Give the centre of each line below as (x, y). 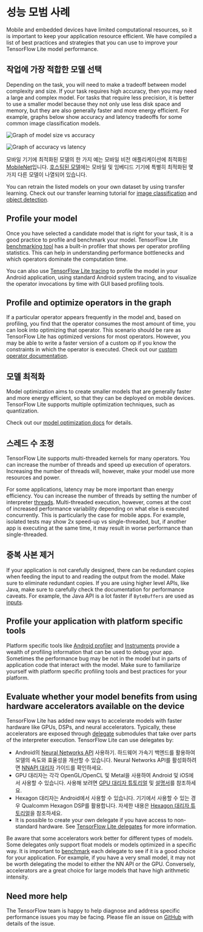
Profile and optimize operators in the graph (89, 302)
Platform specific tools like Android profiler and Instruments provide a (93, 645)
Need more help (37, 896)
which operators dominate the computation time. (67, 259)
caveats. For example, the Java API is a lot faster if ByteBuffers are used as (100, 596)
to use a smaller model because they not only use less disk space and (94, 104)
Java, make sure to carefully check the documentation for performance (95, 589)
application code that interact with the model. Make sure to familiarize (93, 664)
